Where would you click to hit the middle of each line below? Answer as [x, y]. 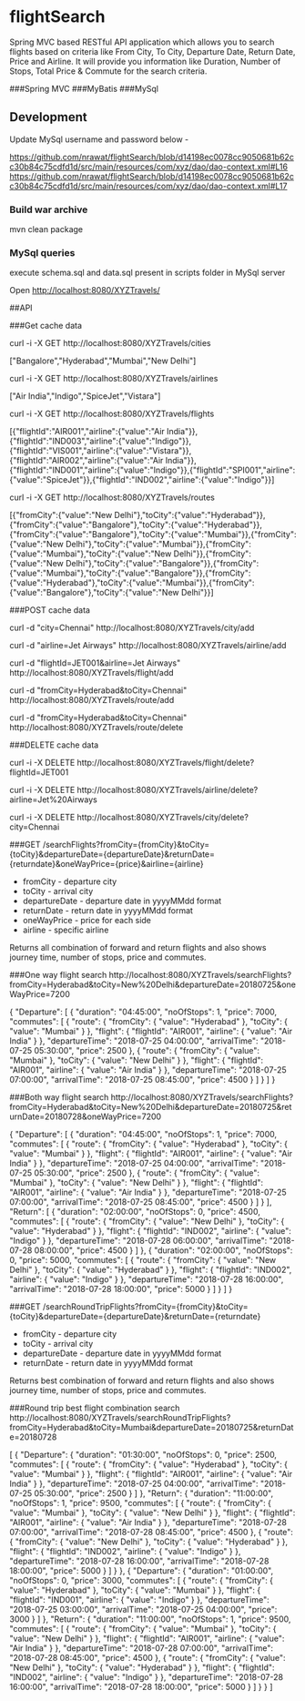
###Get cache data [46, 326]
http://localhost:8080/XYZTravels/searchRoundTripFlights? [120, 1418]
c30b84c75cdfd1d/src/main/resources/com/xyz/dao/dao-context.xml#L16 [149, 167]
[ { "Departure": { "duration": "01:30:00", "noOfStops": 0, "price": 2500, [143, 1455]
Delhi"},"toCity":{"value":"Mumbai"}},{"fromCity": [158, 545]
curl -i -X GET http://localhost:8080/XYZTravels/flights [112, 414]
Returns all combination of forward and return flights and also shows [138, 948]
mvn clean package [46, 229]
